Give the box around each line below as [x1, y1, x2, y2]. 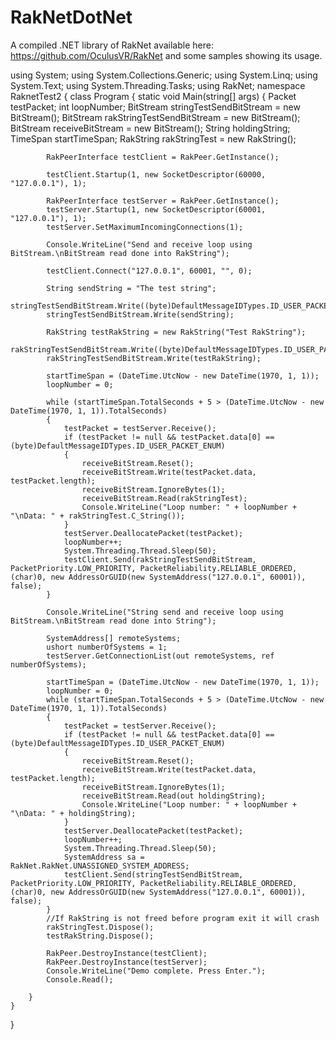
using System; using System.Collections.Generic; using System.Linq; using [10, 69, 318, 81]
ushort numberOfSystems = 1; [46, 642, 168, 652]
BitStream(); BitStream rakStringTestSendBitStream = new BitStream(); [10, 111, 301, 123]
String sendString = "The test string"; [46, 283, 217, 293]
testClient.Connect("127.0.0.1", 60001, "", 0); [46, 266, 253, 276]
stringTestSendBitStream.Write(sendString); [46, 309, 235, 320]
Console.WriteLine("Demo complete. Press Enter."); [46, 966, 267, 976]
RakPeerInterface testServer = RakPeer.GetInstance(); [46, 196, 280, 206]
